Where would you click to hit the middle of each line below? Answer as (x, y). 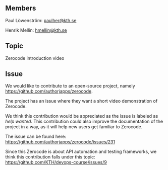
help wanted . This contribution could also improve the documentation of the (84, 121)
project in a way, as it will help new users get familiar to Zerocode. (74, 127)
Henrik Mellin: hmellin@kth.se (36, 30)
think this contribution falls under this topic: (50, 157)
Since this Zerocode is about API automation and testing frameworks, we (81, 152)
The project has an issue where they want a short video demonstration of (81, 101)
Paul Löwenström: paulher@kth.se (41, 20)
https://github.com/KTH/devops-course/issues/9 (56, 162)
